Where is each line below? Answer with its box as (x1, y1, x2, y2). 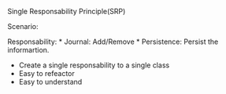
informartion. (7, 45, 50, 54)
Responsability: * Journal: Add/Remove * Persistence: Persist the (7, 37, 219, 46)
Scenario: (7, 22, 39, 31)
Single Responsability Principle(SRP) (7, 7, 126, 16)
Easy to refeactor (18, 69, 76, 78)
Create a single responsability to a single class (18, 60, 170, 70)
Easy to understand (18, 78, 83, 86)
